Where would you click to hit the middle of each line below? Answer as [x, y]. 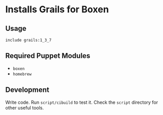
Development [28, 90]
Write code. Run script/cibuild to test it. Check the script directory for [82, 102]
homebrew [22, 74]
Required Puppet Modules [48, 56]
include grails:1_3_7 [29, 40]
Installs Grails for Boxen [57, 9]
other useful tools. [25, 108]
